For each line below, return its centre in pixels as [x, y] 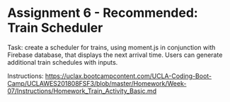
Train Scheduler [55, 28]
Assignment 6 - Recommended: [103, 13]
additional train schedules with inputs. [63, 62]
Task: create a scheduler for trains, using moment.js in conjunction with [111, 47]
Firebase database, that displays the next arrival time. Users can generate [115, 55]
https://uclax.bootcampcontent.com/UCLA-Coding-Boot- [128, 76]
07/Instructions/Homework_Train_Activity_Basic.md [82, 91]
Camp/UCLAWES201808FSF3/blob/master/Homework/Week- [97, 83]
